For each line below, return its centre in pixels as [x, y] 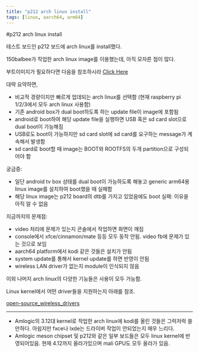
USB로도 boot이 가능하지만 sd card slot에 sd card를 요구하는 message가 [100, 134]
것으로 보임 [34, 243]
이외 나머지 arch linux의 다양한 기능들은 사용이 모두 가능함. [74, 278]
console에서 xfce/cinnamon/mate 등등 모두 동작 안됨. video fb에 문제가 [99, 236]
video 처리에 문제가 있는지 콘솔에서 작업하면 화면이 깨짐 [79, 229]
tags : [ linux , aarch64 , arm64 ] [45, 17]
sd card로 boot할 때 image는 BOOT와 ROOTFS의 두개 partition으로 [94, 148]
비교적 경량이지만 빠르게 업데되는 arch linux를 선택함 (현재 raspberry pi [98, 97]
